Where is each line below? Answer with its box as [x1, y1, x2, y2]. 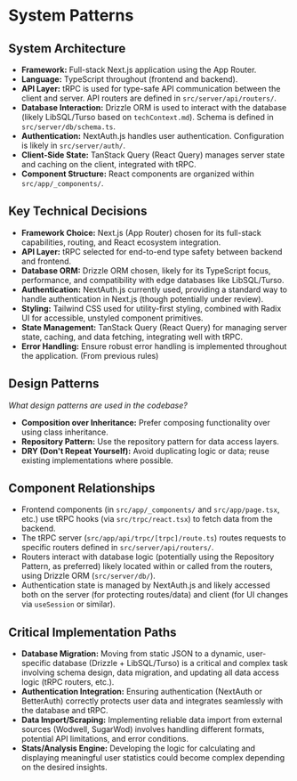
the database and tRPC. [20, 705, 108, 716]
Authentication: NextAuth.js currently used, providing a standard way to [20, 284, 288, 295]
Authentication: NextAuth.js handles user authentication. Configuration [20, 131, 285, 141]
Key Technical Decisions [8, 204, 148, 219]
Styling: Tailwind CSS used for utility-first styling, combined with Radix [20, 303, 282, 313]
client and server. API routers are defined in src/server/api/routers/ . [20, 93, 277, 103]
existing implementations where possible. [20, 455, 174, 466]
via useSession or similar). [20, 598, 116, 610]
